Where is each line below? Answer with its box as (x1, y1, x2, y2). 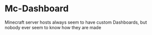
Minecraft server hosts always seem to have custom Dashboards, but (4, 19, 148, 25)
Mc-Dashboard (4, 3, 69, 14)
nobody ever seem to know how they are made (4, 24, 102, 30)
